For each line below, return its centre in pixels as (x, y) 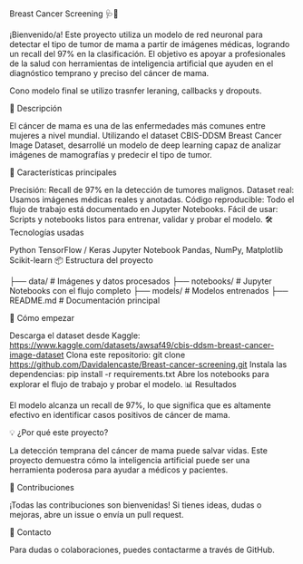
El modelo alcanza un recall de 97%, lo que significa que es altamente (140, 405)
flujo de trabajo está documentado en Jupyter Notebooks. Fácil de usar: (144, 209)
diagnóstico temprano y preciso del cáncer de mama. (109, 73)
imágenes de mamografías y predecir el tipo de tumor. (111, 155)
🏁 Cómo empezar (42, 318)
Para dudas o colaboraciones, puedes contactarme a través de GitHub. (142, 549)
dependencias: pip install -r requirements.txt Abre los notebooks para (139, 374)
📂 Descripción (36, 108)
